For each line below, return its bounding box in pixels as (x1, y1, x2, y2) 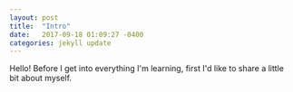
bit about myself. (9, 73, 73, 84)
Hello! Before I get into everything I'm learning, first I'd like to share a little (9, 63, 284, 74)
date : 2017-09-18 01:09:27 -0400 (9, 30, 144, 39)
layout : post (9, 13, 59, 23)
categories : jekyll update (9, 38, 112, 48)
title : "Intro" (9, 22, 71, 31)
